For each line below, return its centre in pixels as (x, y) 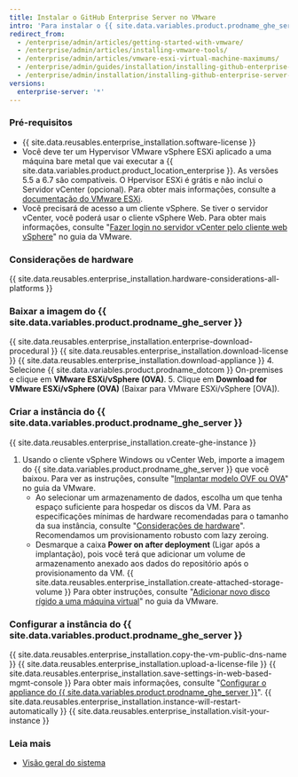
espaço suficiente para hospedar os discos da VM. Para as (143, 506)
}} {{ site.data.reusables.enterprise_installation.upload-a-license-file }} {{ (143, 663)
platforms (27, 289)
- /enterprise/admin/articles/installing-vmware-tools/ (122, 51)
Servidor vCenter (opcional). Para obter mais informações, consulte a (149, 189)
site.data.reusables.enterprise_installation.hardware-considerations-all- (149, 279)
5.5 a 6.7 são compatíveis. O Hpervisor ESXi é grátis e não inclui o (142, 179)
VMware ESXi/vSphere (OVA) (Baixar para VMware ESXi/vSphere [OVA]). (145, 389)
